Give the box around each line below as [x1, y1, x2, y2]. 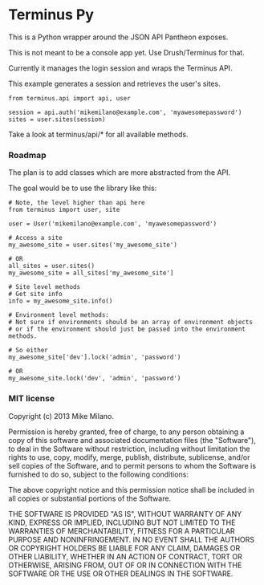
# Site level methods [8, 283, 81, 291]
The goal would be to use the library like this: [8, 183, 157, 193]
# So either [8, 347, 48, 355]
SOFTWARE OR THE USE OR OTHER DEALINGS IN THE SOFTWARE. [8, 568, 234, 579]
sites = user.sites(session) [8, 115, 106, 124]
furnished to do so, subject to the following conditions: [8, 469, 189, 479]
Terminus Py [8, 6, 95, 24]
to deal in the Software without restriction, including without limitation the [8, 444, 250, 453]
